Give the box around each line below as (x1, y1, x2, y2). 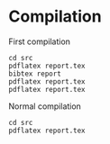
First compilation (8, 36, 71, 47)
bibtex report (8, 69, 62, 78)
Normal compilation (8, 101, 82, 112)
